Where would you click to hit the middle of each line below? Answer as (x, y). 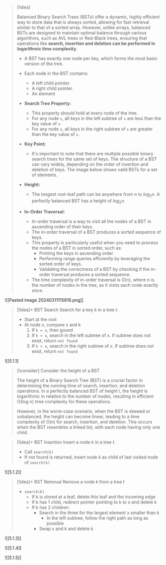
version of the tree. (44, 64)
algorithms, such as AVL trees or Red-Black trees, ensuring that (82, 38)
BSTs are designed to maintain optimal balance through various (82, 33)
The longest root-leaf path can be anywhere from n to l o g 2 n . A (96, 195)
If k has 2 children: (51, 507)
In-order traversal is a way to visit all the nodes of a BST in (91, 221)
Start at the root (40, 319)
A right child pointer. (52, 88)
